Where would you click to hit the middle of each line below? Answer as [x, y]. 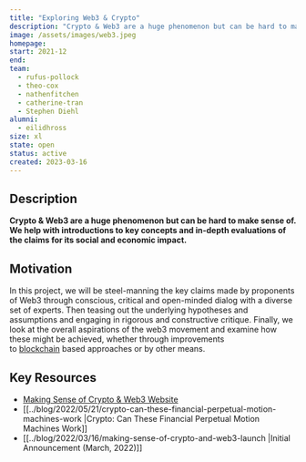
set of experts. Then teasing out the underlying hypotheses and [129, 310]
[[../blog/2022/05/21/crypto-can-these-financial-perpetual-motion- [149, 409]
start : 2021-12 [38, 52]
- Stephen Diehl [48, 111]
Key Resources [53, 378]
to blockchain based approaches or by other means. [107, 349]
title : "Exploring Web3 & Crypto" [75, 18]
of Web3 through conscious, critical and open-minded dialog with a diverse [151, 301]
